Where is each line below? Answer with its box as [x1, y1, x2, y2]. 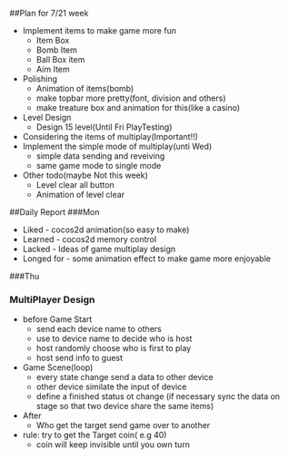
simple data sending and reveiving [35, 151, 165, 161]
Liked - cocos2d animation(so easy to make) [22, 224, 190, 235]
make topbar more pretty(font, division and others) [35, 93, 226, 103]
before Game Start [22, 314, 93, 325]
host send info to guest [35, 353, 124, 364]
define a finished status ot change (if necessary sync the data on [35, 391, 280, 402]
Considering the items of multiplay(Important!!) [22, 132, 198, 142]
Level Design [22, 112, 72, 122]
